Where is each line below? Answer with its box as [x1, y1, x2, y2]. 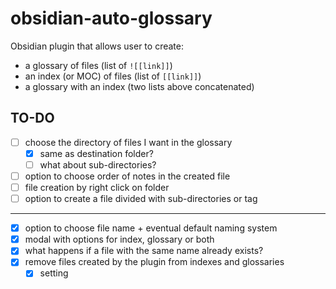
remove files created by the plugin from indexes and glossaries [24, 256, 285, 268]
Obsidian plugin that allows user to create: [10, 40, 184, 52]
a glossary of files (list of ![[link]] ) [24, 59, 173, 71]
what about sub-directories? [39, 158, 157, 171]
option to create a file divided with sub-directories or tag [24, 193, 258, 205]
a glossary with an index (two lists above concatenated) [24, 80, 255, 92]
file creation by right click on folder [24, 182, 170, 193]
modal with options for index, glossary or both [24, 233, 215, 246]
